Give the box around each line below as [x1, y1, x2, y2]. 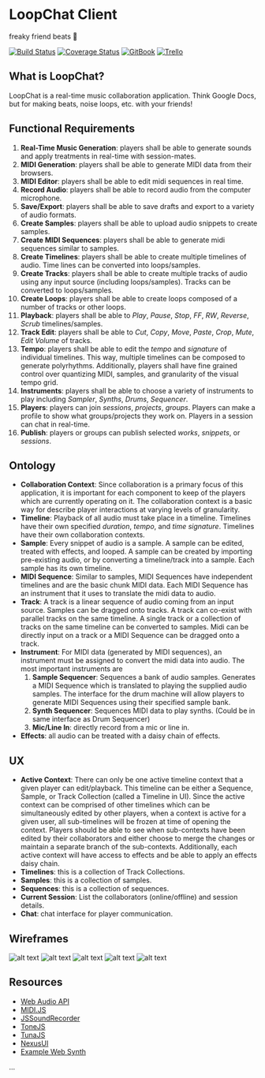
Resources [9, 975, 63, 989]
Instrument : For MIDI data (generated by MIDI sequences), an [20, 647, 222, 657]
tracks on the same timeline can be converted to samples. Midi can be [20, 622, 249, 632]
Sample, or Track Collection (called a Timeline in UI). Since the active [20, 792, 245, 801]
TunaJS [20, 1030, 46, 1039]
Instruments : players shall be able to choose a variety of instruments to [20, 386, 254, 395]
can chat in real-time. [20, 420, 90, 429]
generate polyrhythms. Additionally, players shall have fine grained [20, 360, 237, 370]
